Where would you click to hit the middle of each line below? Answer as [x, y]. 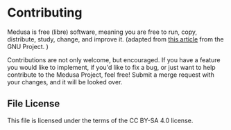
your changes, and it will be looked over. [65, 82]
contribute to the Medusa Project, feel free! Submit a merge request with [111, 75]
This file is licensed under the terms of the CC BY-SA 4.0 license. [100, 120]
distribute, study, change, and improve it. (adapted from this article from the [115, 39]
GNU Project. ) [28, 46]
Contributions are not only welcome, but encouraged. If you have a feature [114, 59]
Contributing [45, 13]
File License [34, 104]
